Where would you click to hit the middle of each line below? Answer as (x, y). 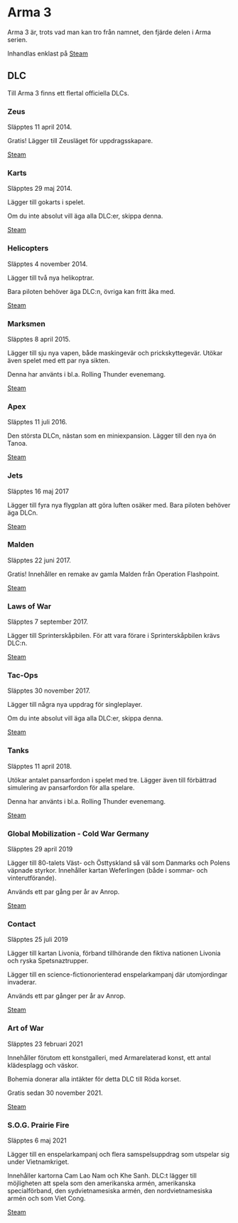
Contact (22, 924)
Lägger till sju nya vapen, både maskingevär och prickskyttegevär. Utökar (115, 352)
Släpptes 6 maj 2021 (37, 1140)
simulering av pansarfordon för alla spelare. (71, 787)
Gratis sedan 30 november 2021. (55, 1093)
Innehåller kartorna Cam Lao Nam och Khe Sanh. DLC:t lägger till (102, 1175)
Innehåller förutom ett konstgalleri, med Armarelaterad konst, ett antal (109, 1057)
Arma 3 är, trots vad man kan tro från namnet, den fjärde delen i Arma (109, 32)
